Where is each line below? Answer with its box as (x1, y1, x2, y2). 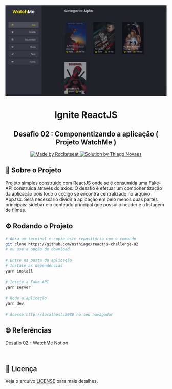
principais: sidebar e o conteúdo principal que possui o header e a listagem (5, 201, 165, 207)
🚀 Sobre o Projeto (5, 166, 62, 175)
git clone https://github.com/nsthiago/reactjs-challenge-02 (5, 241, 139, 247)
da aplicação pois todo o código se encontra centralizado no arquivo (5, 190, 150, 197)
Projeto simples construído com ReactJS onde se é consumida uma (5, 180, 148, 186)
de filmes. (5, 207, 27, 213)
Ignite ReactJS (54, 109, 118, 121)
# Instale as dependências (5, 263, 63, 268)
